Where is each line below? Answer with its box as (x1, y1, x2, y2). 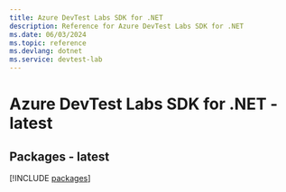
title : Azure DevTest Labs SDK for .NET (9, 13, 164, 23)
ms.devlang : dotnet (9, 47, 83, 56)
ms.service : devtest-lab (9, 55, 103, 64)
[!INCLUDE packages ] (9, 173, 91, 183)
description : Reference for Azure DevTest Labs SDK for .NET (9, 22, 244, 31)
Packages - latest (9, 149, 110, 164)
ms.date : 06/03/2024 (9, 30, 88, 39)
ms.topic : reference (9, 38, 88, 48)
